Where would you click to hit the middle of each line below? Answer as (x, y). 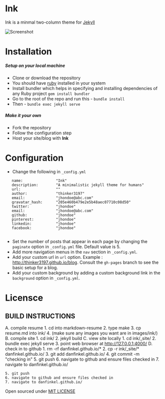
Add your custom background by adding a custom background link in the (86, 273)
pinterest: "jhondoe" (44, 219)
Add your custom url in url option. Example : (57, 257)
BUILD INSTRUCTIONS (40, 316)
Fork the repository (32, 128)
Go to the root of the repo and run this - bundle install (68, 99)
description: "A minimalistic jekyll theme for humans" (78, 185)
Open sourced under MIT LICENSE (40, 391)
